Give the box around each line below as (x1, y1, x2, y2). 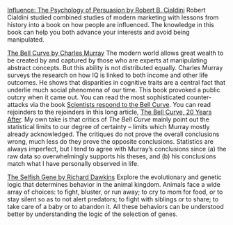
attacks (7, 101, 29, 108)
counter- (186, 93, 212, 101)
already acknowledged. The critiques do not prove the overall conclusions (7, 130, 220, 138)
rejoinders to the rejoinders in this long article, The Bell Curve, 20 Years (7, 108, 212, 116)
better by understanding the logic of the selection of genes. (7, 210, 178, 218)
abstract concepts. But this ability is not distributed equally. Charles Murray (7, 64, 223, 72)
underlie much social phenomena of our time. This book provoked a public (7, 86, 220, 94)
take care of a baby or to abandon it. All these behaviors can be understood (7, 203, 224, 210)
